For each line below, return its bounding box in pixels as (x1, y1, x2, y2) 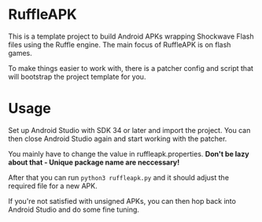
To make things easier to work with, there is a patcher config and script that (8, 63, 254, 72)
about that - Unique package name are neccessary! (8, 157, 180, 167)
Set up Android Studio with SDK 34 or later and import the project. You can (8, 125, 251, 135)
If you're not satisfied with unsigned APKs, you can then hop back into (8, 196, 236, 205)
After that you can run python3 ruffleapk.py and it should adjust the (8, 172, 230, 182)
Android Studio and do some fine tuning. (8, 205, 140, 214)
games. (8, 48, 33, 57)
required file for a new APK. (8, 181, 98, 191)
